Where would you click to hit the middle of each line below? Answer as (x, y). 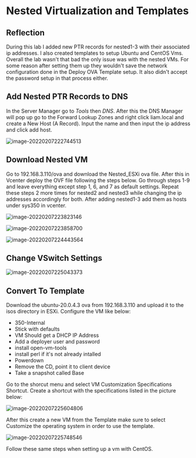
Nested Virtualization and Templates (98, 11)
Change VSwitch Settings (54, 258)
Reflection (26, 33)
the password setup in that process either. (57, 78)
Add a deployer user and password (57, 342)
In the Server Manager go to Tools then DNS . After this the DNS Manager (95, 111)
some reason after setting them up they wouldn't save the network (87, 66)
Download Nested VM (47, 160)
